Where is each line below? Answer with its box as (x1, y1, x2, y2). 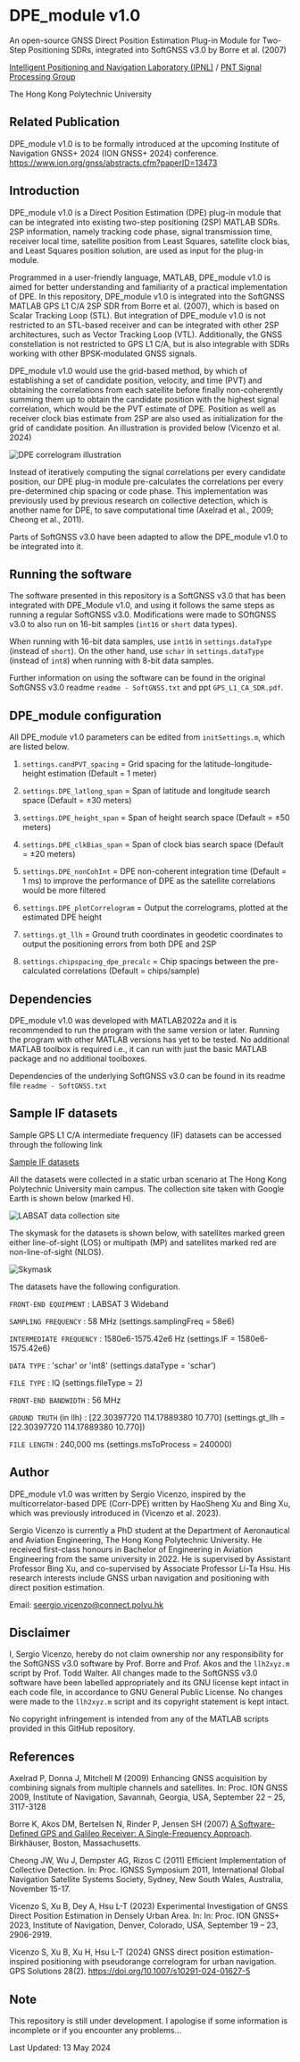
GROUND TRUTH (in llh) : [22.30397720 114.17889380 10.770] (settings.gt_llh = (9, 1412, 286, 1422)
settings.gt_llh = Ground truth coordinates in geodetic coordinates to (21, 929, 284, 940)
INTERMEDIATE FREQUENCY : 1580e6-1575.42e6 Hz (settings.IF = (9, 1333, 237, 1344)
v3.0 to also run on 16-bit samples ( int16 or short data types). (9, 619, 238, 630)
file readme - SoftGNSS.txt (9, 1080, 107, 1090)
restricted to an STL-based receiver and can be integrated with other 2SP (9, 319, 279, 330)
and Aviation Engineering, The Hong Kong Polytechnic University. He (9, 1534, 262, 1545)
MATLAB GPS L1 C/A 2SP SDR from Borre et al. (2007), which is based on (9, 301, 279, 311)
